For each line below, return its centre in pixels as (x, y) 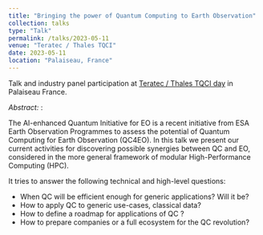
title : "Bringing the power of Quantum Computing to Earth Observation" (132, 16)
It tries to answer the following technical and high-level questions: (117, 180)
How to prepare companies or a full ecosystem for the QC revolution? (135, 222)
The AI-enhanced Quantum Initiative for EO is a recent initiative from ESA (129, 123)
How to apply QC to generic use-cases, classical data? (111, 205)
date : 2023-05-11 (37, 53)
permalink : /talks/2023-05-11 (59, 38)
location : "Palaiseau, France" (61, 61)
